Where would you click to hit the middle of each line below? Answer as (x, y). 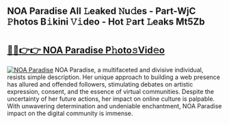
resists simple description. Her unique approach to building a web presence (114, 77)
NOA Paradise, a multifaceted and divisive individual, (129, 70)
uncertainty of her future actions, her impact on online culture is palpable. (111, 99)
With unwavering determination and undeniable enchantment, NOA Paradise (114, 106)
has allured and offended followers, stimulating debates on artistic (100, 84)
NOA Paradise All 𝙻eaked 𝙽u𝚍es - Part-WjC (102, 11)
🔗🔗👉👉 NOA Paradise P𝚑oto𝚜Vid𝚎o (86, 50)
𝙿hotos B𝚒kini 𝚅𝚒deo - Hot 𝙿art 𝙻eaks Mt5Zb (106, 22)
